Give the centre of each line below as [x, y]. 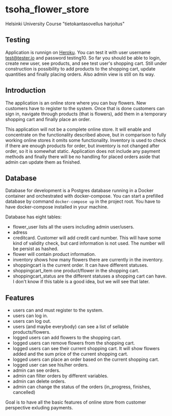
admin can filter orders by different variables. [61, 376]
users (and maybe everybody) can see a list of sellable [71, 327]
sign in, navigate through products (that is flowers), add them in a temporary [86, 114]
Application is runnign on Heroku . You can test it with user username [78, 52]
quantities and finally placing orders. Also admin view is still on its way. [80, 74]
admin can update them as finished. [43, 162]
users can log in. [30, 316]
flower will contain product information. [54, 254]
